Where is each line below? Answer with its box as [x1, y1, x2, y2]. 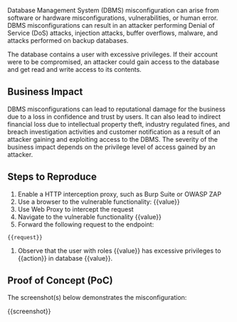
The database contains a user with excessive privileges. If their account [7, 50, 218, 58]
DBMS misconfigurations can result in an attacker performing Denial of [7, 21, 215, 29]
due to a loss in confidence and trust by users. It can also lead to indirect [7, 112, 221, 120]
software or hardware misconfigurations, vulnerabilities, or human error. [7, 14, 218, 22]
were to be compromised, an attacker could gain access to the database [7, 58, 220, 66]
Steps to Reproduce [7, 171, 98, 183]
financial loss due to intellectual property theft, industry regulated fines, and [7, 120, 230, 128]
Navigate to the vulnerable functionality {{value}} [17, 212, 162, 221]
